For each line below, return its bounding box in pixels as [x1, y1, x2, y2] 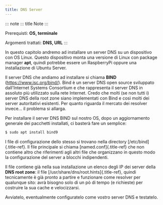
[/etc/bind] [127, 138, 149, 145]
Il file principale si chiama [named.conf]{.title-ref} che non [27, 144, 144, 150]
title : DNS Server [5, 7, 43, 12]
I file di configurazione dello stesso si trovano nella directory [5, 138, 127, 145]
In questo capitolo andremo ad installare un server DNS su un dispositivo [5, 49, 152, 55]
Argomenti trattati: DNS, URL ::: [5, 40, 68, 46]
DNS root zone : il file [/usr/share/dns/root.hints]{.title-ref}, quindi [5, 169, 136, 175]
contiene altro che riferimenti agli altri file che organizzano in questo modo [5, 149, 156, 155]
